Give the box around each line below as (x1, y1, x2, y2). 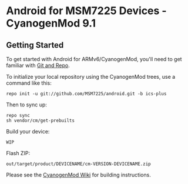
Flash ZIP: (6, 150, 31, 156)
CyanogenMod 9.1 (6, 16, 96, 30)
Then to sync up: (6, 101, 47, 108)
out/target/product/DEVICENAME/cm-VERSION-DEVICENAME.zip (6, 161, 151, 167)
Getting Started (6, 40, 64, 50)
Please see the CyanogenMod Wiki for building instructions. (6, 172, 151, 178)
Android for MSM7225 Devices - (6, 4, 167, 18)
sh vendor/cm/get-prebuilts (6, 118, 75, 123)
